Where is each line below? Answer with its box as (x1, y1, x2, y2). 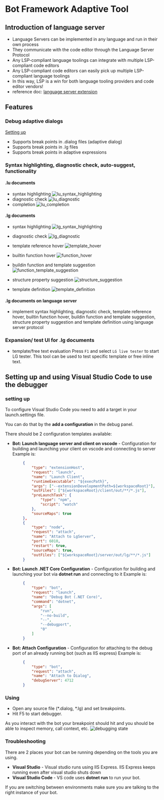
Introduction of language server (5, 23, 105, 32)
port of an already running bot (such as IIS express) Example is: (12, 650, 141, 656)
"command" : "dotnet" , (31, 599, 76, 604)
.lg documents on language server (5, 297, 77, 303)
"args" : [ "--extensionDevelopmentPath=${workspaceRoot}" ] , (31, 483, 155, 489)
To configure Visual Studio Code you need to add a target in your (5, 407, 137, 413)
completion (12, 201, 35, 207)
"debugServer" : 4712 (31, 678, 74, 683)
